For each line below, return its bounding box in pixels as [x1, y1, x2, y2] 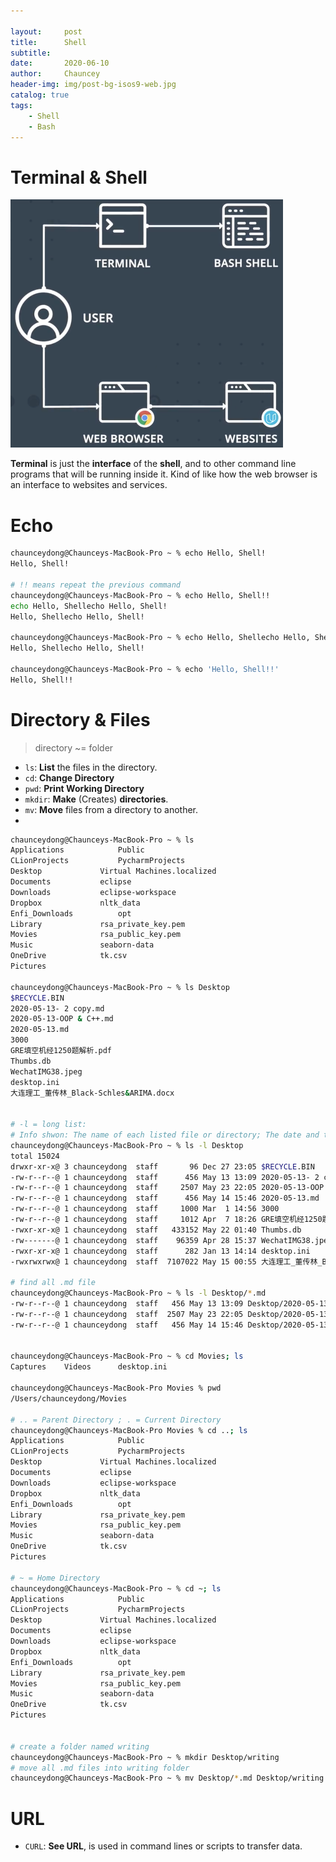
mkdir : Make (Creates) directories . [24, 793, 169, 805]
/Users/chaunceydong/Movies [10, 1393, 128, 1404]
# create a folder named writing [10, 1741, 150, 1752]
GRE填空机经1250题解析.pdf [10, 1046, 112, 1056]
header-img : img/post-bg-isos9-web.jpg [10, 80, 177, 90]
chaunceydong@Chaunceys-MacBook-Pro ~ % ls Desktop [10, 982, 230, 992]
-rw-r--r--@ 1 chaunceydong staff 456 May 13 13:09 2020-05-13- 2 [10, 1172, 320, 1182]
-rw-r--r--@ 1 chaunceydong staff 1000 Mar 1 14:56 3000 [10, 1204, 280, 1214]
